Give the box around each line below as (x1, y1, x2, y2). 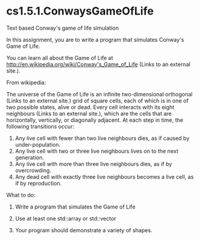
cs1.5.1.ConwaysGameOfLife (6, 4, 154, 18)
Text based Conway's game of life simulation (6, 24, 119, 32)
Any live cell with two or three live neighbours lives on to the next (15, 147, 179, 155)
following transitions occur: (6, 122, 75, 130)
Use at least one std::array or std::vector (15, 215, 117, 222)
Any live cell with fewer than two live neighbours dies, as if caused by (15, 135, 190, 142)
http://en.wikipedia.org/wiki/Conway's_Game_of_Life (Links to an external (6, 61, 190, 68)
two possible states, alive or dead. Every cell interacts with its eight (6, 103, 174, 110)
